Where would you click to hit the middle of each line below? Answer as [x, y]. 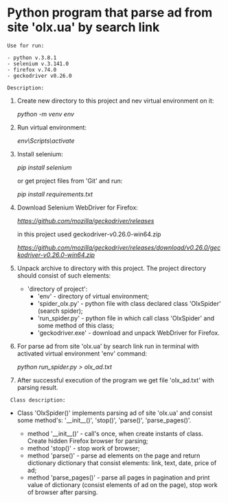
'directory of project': [57, 289]
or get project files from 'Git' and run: [70, 181]
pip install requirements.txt [55, 194]
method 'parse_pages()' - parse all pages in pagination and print [118, 478]
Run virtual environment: [52, 127]
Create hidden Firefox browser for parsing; [88, 441]
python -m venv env [45, 114]
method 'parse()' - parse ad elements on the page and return [114, 455]
